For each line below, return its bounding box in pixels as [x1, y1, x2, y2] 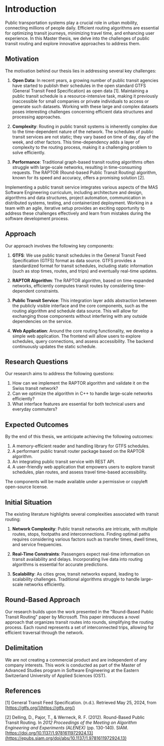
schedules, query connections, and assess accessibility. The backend [12, 338, 154, 344]
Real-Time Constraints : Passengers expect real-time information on [12, 551, 150, 557]
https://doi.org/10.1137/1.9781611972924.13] [6, 730, 93, 736]
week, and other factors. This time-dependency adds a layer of [12, 139, 140, 145]
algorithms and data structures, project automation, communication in [5, 194, 146, 200]
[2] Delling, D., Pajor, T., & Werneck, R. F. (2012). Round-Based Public [5, 715, 145, 720]
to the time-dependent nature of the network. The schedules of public [12, 129, 154, 135]
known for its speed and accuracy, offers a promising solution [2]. [12, 174, 145, 180]
